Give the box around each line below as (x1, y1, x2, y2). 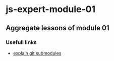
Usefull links (6, 39, 37, 46)
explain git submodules (13, 50, 62, 56)
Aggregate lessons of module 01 (6, 24, 110, 32)
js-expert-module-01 (6, 4, 96, 15)
